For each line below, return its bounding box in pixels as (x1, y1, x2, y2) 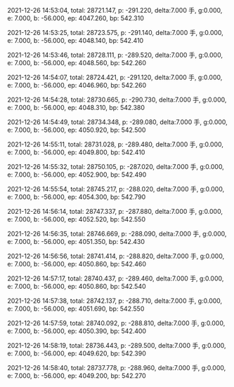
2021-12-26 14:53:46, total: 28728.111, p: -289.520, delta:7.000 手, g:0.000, (7, 51, 223, 59)
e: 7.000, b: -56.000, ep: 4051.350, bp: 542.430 (7, 238, 145, 245)
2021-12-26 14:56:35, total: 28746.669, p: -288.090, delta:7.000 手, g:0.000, (7, 230, 227, 238)
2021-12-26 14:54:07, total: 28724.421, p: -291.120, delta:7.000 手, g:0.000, (7, 73, 223, 81)
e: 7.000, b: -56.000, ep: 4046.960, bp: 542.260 (7, 81, 147, 89)
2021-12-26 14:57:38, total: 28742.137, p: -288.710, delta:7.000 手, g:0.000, (7, 297, 223, 305)
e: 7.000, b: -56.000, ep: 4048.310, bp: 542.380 (7, 104, 145, 111)
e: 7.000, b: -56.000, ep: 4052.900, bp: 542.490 (7, 170, 147, 179)
